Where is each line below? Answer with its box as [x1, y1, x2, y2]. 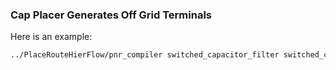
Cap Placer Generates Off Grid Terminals [10, 8, 212, 22]
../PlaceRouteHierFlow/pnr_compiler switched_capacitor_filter [10, 50, 280, 60]
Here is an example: [10, 31, 93, 43]
